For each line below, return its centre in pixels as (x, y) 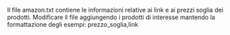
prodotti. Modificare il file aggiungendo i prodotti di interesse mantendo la (111, 17)
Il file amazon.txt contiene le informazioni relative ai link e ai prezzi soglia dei (115, 10)
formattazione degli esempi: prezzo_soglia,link (73, 24)
